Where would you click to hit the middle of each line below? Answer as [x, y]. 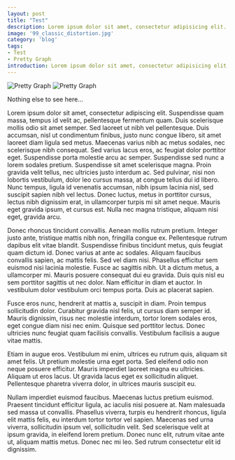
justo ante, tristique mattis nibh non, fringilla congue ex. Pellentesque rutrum [117, 238]
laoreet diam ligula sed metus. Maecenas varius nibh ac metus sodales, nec [116, 142]
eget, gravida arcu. [34, 217]
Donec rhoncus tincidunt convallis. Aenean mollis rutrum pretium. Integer [113, 230]
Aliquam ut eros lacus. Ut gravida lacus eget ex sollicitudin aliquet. [103, 376]
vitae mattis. [25, 340]
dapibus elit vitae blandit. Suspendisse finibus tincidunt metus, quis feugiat [115, 245]
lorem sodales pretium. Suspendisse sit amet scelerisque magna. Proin [109, 164]
